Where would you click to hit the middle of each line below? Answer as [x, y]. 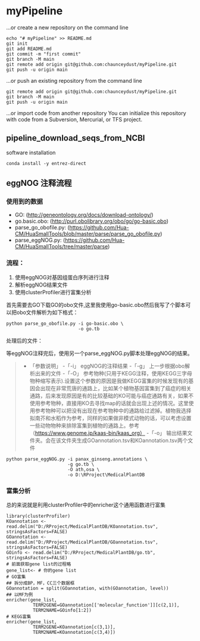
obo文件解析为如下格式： [47, 312]
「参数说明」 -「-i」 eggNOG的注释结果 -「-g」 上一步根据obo [107, 366]
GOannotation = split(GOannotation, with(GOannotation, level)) [87, 589]
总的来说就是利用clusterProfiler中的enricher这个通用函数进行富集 [86, 505]
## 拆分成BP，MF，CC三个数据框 [40, 583]
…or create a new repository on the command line [68, 27]
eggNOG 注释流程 [39, 183]
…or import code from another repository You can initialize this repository [96, 113]
